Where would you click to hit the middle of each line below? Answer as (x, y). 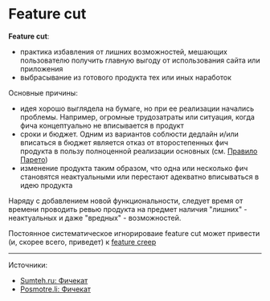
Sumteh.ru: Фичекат (54, 280)
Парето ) (34, 159)
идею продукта (46, 185)
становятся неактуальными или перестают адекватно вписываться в (139, 177)
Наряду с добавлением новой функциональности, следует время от (126, 201)
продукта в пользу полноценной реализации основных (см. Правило (139, 151)
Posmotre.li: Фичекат (55, 289)
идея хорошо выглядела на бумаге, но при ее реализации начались (137, 108)
